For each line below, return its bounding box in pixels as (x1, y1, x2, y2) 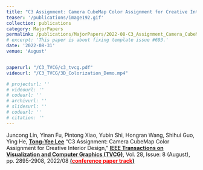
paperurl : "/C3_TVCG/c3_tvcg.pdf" (6, 64, 94, 70)
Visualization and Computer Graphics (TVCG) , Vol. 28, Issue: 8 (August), (6, 151, 190, 158)
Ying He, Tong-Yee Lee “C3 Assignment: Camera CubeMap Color (6, 137, 170, 145)
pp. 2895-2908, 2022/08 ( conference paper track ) (6, 157, 135, 164)
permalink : (6, 31, 34, 38)
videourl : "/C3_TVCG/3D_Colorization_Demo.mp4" (6, 70, 129, 76)
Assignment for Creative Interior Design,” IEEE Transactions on (6, 144, 164, 151)
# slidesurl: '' (6, 103, 47, 110)
